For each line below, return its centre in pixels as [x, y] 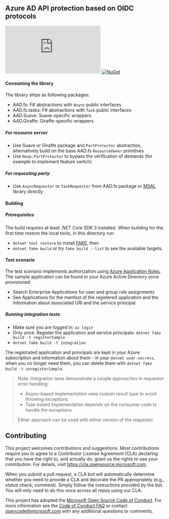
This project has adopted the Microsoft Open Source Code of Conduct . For [83, 500]
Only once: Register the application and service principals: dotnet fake [87, 332]
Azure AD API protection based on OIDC [70, 8]
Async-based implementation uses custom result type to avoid [91, 393]
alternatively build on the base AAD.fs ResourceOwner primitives [78, 151]
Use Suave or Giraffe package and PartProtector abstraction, [77, 145]
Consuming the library [29, 83]
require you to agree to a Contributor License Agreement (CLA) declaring [82, 453]
